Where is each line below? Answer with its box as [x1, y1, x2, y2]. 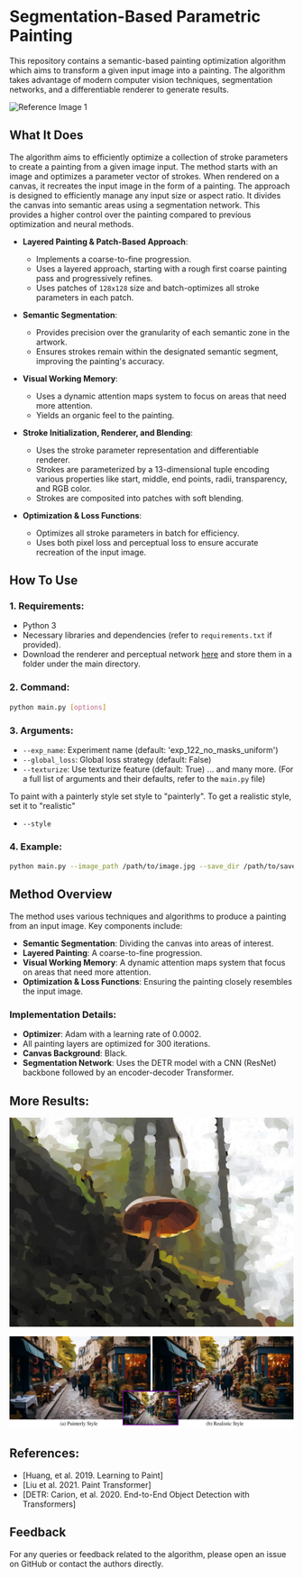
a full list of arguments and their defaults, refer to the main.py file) [22, 773, 266, 784]
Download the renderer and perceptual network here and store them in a [22, 649, 293, 660]
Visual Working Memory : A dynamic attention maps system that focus [22, 957, 286, 968]
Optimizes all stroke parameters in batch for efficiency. [35, 528, 240, 538]
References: [9, 1445, 79, 1462]
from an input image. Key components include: [9, 920, 183, 931]
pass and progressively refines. [35, 272, 153, 283]
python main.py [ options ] [9, 702, 106, 711]
